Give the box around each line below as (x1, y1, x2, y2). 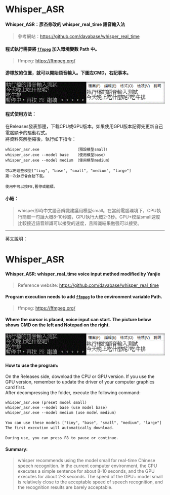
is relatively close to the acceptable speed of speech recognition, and (17, 479, 163, 485)
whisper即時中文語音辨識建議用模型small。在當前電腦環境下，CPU (17, 208, 157, 214)
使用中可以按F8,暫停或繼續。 (5, 184, 58, 189)
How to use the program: (5, 362, 59, 368)
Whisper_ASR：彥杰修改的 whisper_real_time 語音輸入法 (5, 21, 125, 27)
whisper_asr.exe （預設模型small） (5, 147, 110, 153)
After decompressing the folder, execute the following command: (5, 390, 141, 396)
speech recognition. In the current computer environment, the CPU (17, 463, 157, 469)
